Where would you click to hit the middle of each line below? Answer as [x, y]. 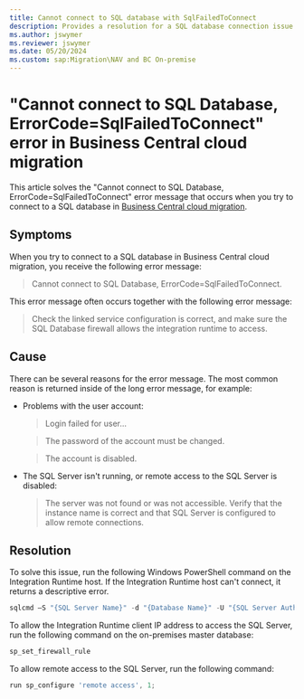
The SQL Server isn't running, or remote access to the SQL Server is [150, 476]
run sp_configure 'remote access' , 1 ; [82, 685]
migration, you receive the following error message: [105, 266]
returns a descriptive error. [59, 591]
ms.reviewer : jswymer [50, 43]
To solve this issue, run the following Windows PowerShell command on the [150, 572]
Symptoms [41, 235]
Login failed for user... [86, 423]
